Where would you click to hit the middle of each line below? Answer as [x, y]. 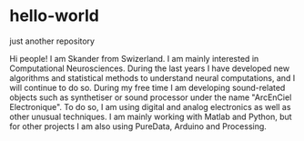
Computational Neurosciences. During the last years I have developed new [149, 68]
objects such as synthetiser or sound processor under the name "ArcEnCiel [151, 97]
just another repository [52, 41]
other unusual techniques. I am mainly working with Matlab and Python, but [151, 116]
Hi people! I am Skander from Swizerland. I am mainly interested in [134, 58]
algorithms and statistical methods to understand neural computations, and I [152, 77]
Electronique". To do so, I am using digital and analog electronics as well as [150, 106]
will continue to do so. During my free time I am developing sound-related [147, 87]
